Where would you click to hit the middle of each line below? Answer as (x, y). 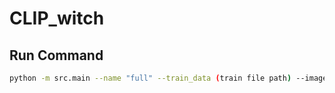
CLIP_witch (57, 18)
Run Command (56, 55)
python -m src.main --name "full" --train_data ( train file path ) (150, 78)
